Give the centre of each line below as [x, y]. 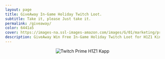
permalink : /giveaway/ [28, 23]
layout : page [18, 10]
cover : [12, 32]
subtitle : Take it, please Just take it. [48, 19]
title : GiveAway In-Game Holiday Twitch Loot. [54, 14]
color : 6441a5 [20, 28]
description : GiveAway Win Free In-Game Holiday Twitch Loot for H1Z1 [79, 37]
